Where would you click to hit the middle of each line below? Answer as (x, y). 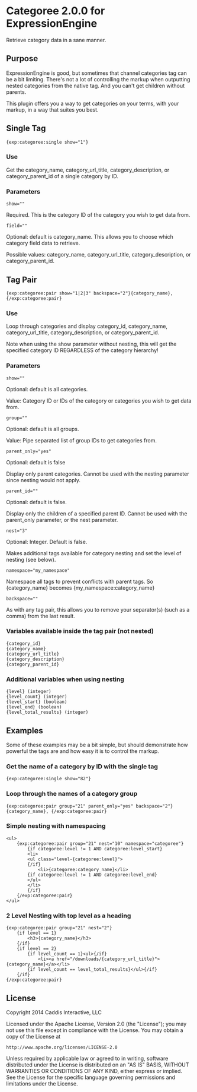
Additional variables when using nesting (65, 679)
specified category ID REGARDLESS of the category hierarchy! (82, 350)
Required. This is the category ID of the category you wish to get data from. (98, 215)
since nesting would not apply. (43, 480)
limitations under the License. (42, 1083)
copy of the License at (33, 1036)
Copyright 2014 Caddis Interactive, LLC (54, 1012)
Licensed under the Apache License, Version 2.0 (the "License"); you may (96, 1024)
